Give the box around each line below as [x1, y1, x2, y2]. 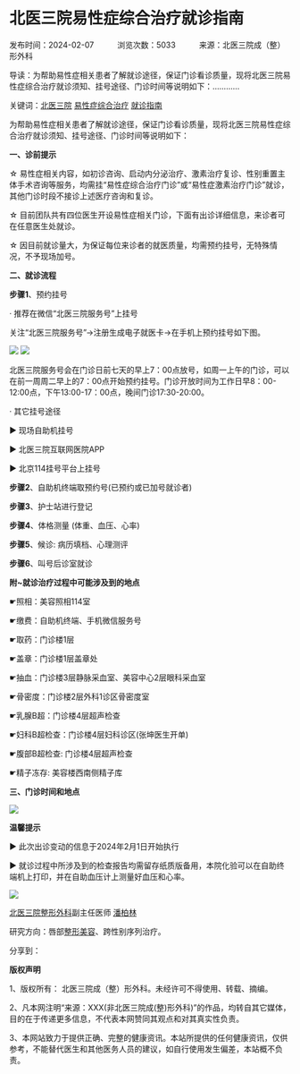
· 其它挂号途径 [9, 405, 61, 416]
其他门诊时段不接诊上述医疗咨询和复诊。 [9, 190, 158, 201]
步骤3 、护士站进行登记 [9, 500, 94, 511]
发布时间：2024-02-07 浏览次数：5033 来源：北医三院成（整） [9, 39, 286, 50]
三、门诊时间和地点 [9, 786, 80, 797]
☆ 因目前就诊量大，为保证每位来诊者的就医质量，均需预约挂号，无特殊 [9, 239, 271, 251]
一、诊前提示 [9, 149, 56, 159]
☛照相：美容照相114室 [9, 596, 91, 607]
